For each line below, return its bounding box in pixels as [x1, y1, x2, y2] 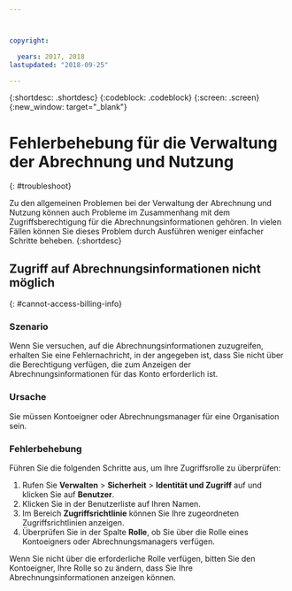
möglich [9, 275, 56, 290]
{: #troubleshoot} [9, 180, 73, 191]
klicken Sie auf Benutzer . [21, 489, 115, 500]
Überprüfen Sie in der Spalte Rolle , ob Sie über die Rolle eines [21, 527, 250, 538]
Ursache [9, 391, 47, 403]
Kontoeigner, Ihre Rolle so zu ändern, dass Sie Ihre [9, 563, 193, 573]
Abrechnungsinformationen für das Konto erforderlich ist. [9, 369, 219, 380]
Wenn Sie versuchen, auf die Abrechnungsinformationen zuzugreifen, [9, 341, 264, 351]
